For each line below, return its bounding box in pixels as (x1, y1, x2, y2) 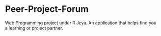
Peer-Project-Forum (5, 3, 89, 15)
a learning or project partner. (5, 25, 63, 31)
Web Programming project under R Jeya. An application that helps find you (5, 20, 157, 26)
